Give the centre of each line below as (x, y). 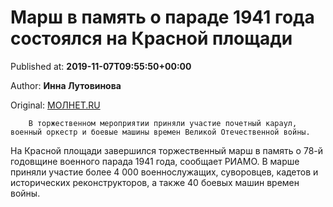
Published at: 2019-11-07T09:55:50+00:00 (101, 66)
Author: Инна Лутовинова (66, 85)
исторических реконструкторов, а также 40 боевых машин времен (155, 182)
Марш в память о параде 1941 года (162, 17)
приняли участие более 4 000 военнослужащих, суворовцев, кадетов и (164, 172)
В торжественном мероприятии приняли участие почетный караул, (163, 123)
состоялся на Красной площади (151, 38)
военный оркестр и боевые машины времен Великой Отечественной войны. (160, 132)
